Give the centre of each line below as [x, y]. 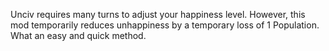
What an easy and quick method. [78, 35]
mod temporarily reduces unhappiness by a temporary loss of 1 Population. [165, 25]
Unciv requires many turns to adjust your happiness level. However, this [158, 14]
